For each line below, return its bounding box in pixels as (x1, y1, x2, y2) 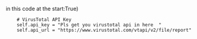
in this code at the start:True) (5, 5, 79, 12)
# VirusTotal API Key (16, 17, 71, 23)
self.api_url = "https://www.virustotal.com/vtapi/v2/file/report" (16, 27, 192, 33)
